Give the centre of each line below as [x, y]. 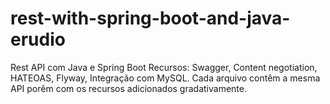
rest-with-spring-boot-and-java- [150, 18]
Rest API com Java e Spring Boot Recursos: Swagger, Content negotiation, [164, 67]
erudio [38, 39]
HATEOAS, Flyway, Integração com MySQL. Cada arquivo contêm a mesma [165, 78]
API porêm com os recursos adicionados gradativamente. [128, 88]
